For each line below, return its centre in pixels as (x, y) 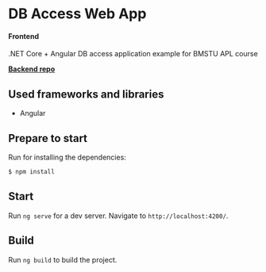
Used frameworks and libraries (86, 94)
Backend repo (32, 69)
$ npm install (32, 172)
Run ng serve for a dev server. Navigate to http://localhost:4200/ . (118, 216)
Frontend (24, 36)
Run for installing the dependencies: (67, 157)
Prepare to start (48, 138)
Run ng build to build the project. (63, 259)
